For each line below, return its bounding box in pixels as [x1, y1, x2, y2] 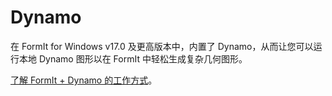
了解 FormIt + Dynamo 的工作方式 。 [10, 74, 158, 86]
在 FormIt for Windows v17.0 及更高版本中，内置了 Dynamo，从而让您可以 [10, 40, 314, 52]
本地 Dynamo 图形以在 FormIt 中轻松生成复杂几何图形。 [18, 52, 248, 65]
